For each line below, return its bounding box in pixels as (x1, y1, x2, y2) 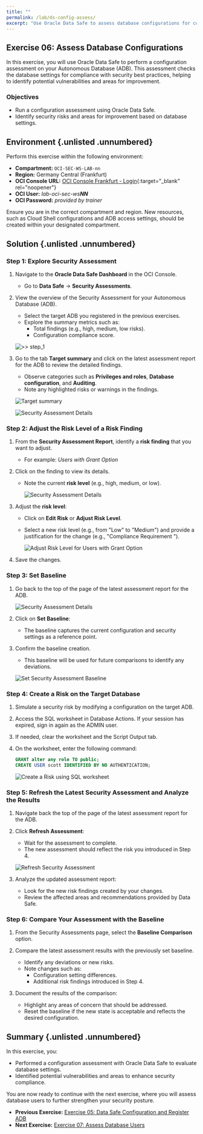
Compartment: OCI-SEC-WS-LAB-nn (14, 164, 101, 172)
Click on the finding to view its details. (14, 468, 110, 475)
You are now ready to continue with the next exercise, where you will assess (6, 1091, 196, 1098)
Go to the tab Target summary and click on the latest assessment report (14, 355, 196, 362)
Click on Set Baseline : (14, 614, 71, 622)
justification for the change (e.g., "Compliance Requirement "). (24, 533, 180, 540)
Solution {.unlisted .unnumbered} (6, 239, 136, 249)
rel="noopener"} (14, 184, 57, 191)
